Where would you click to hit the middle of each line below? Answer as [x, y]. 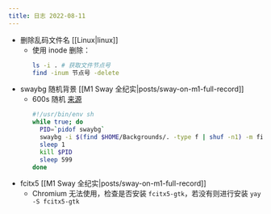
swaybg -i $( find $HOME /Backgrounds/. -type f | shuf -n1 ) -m [146, 137]
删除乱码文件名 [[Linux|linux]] [69, 40]
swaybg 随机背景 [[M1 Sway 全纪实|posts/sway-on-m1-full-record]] [132, 89]
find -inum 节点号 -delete [75, 73]
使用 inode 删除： [61, 50]
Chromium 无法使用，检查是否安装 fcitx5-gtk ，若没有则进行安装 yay [146, 194]
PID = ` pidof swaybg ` [72, 130]
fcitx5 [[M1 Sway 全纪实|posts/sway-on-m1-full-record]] [113, 183]
